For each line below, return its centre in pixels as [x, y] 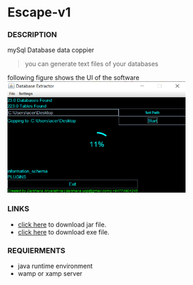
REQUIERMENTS [36, 250]
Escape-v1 [39, 12]
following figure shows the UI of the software [74, 78]
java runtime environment [55, 266]
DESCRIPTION [32, 35]
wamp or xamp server [50, 274]
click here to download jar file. [62, 224]
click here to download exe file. [63, 232]
